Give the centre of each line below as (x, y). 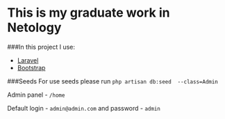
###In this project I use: (41, 47)
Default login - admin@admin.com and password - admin (84, 108)
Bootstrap (31, 68)
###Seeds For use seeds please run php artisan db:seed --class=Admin (113, 81)
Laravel (28, 60)
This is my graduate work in (89, 13)
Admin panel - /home (36, 95)
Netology (34, 27)
